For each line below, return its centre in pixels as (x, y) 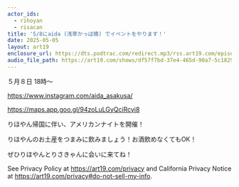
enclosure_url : (30, 54)
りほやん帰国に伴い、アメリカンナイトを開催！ (76, 124)
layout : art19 (28, 47)
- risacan (28, 27)
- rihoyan (28, 21)
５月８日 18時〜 (30, 81)
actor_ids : (23, 14)
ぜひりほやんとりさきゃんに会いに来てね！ (70, 154)
